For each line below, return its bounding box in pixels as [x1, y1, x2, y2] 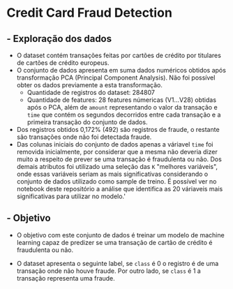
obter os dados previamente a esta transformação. [16, 81, 163, 89]
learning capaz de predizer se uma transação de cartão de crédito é [16, 238, 213, 246]
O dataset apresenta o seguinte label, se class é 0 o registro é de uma [16, 259, 219, 267]
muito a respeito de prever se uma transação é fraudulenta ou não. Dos [16, 155, 223, 163]
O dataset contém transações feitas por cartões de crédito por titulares [16, 51, 221, 59]
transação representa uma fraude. [16, 274, 116, 282]
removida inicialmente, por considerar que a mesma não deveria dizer [16, 148, 218, 156]
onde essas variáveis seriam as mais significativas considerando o [16, 170, 209, 178]
